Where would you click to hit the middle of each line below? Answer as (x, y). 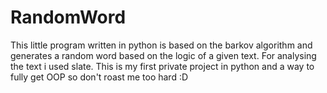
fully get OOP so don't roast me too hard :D (99, 77)
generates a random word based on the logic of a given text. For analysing (163, 55)
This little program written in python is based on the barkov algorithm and (161, 45)
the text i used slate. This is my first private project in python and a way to (162, 66)
